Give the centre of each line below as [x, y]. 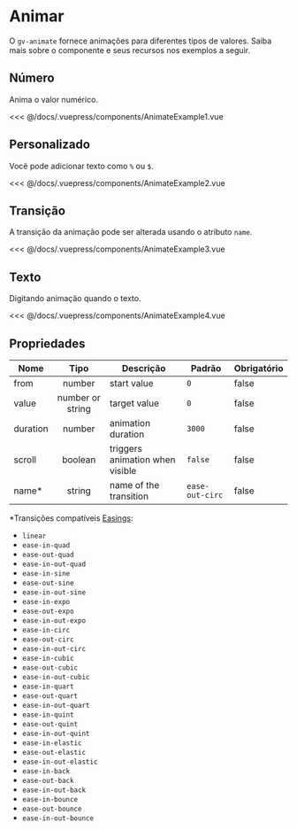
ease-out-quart [50, 696]
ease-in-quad [46, 546]
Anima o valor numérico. [54, 99]
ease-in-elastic [52, 743]
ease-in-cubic [48, 658]
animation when [142, 460]
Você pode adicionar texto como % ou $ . [81, 166]
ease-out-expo [48, 611]
